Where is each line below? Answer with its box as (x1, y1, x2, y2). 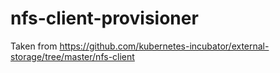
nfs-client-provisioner (10, 7, 199, 30)
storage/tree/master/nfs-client (10, 50, 135, 62)
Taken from (10, 40, 58, 52)
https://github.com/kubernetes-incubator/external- (59, 40, 270, 52)
